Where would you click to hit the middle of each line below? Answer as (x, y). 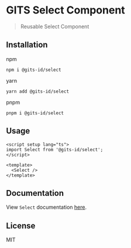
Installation (27, 45)
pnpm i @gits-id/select (35, 113)
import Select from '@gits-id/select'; (55, 150)
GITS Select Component (66, 10)
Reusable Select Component (55, 26)
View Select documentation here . (46, 207)
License (21, 225)
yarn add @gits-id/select (37, 91)
